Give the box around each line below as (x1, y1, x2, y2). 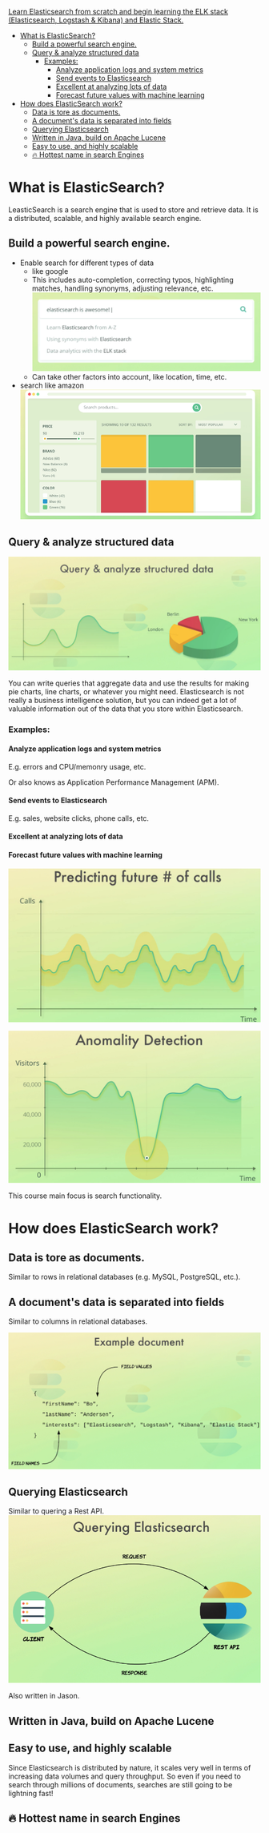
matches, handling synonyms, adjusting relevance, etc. (31, 283, 214, 293)
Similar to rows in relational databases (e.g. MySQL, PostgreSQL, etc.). (8, 1272, 241, 1282)
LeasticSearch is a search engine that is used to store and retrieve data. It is (8, 204, 259, 215)
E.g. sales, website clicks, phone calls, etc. (8, 813, 150, 823)
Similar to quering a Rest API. (8, 1506, 104, 1516)
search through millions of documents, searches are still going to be (8, 1779, 233, 1789)
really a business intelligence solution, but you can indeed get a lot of (8, 696, 237, 705)
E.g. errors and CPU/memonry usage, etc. (8, 762, 147, 771)
